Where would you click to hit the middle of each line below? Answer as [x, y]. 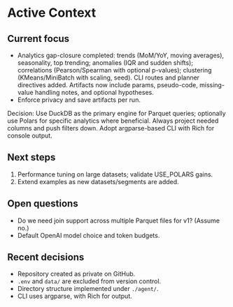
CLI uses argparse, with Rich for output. [75, 296]
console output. [30, 135]
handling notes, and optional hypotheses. [94, 92]
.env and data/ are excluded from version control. [89, 281]
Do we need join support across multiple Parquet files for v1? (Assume [119, 220]
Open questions [43, 204]
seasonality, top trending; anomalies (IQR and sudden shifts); [105, 63]
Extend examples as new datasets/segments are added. [98, 181]
